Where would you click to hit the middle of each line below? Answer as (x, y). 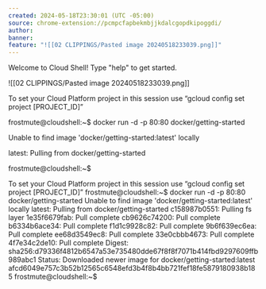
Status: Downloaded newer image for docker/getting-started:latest (146, 260)
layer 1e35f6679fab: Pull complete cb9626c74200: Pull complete (114, 218)
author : (21, 30)
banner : (21, 38)
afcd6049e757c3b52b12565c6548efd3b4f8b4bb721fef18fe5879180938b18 (132, 268)
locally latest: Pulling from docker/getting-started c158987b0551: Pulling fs (130, 209)
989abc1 (22, 260)
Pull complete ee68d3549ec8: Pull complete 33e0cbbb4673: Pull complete (131, 234)
